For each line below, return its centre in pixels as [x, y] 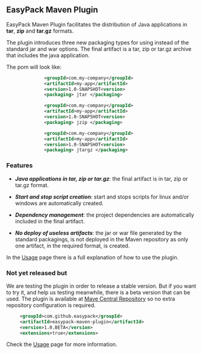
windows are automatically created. [59, 203]
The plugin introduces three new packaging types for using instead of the [98, 42]
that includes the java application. [48, 55]
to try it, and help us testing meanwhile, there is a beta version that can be [98, 292]
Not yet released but [37, 273]
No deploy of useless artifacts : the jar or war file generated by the [98, 233]
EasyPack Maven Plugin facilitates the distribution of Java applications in [97, 24]
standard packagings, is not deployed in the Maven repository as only [102, 239]
